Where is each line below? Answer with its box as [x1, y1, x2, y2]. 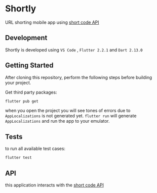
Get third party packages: [5, 89, 57, 95]
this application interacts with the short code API [5, 182, 104, 188]
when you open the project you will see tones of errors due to [5, 107, 131, 114]
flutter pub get [5, 98, 39, 104]
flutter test [5, 155, 32, 160]
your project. [5, 80, 31, 86]
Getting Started [5, 61, 54, 70]
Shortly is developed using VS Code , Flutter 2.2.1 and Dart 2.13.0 [5, 47, 143, 52]
